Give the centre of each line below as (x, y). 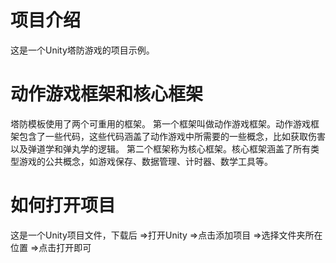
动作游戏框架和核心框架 (107, 94)
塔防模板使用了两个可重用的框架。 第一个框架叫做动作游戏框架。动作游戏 (160, 123)
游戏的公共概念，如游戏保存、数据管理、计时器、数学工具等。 (145, 161)
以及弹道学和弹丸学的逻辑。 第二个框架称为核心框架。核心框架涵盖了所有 (160, 148)
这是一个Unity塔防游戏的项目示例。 (82, 50)
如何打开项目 (63, 205)
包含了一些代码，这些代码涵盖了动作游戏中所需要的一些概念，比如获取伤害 (172, 136)
